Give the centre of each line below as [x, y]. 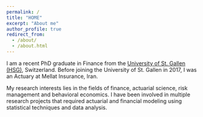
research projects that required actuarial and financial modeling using [94, 101]
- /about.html [30, 46]
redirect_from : [26, 35]
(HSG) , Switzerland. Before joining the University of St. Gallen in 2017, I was [102, 69]
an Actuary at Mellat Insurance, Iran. [52, 76]
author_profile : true [34, 29]
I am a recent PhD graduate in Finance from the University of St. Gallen [96, 63]
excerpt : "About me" [33, 23]
